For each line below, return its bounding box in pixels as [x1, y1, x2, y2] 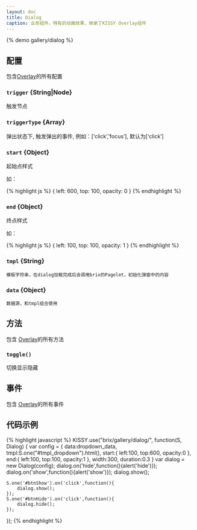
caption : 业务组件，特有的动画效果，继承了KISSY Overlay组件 [6, 20, 146, 26]
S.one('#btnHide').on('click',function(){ [6, 496, 114, 502]
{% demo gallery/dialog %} [6, 37, 73, 44]
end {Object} [6, 203, 43, 211]
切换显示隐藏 [6, 364, 38, 371]
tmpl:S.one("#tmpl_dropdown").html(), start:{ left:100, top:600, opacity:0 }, [6, 449, 192, 456]
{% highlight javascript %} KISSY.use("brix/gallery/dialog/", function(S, [6, 436, 182, 444]
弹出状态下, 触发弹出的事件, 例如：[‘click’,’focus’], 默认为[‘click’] [6, 132, 164, 139]
